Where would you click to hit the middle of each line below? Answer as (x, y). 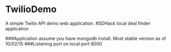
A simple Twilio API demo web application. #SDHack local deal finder (78, 23)
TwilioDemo (31, 9)
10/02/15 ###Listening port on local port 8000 (54, 43)
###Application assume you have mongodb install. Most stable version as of (86, 38)
